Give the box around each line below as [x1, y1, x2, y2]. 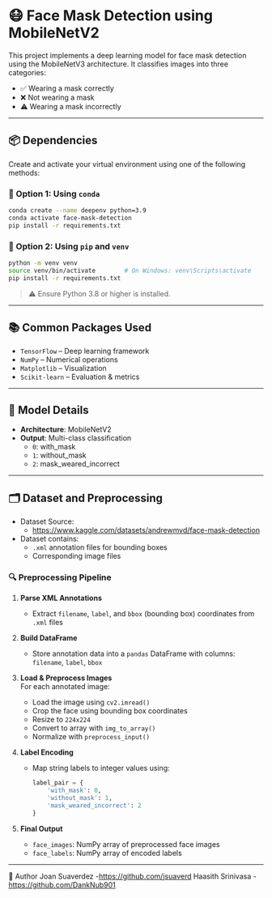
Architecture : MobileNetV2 [19, 424, 112, 435]
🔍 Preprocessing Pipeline [8, 572, 112, 583]
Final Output [19, 824, 63, 833]
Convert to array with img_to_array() [32, 723, 156, 733]
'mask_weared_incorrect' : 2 [47, 801, 142, 810]
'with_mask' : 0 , [47, 786, 102, 795]
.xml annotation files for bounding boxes [32, 543, 168, 552]
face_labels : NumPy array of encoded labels [32, 848, 182, 858]
